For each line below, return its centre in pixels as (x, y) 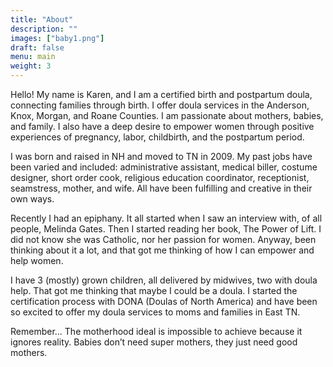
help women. (37, 260)
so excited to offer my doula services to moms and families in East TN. (155, 312)
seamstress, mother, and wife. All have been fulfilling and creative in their (161, 188)
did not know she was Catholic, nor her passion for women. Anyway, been (163, 239)
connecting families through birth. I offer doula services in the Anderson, (160, 105)
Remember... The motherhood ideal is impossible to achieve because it (156, 331)
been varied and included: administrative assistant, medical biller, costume (164, 167)
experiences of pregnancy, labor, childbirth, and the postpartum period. (157, 137)
